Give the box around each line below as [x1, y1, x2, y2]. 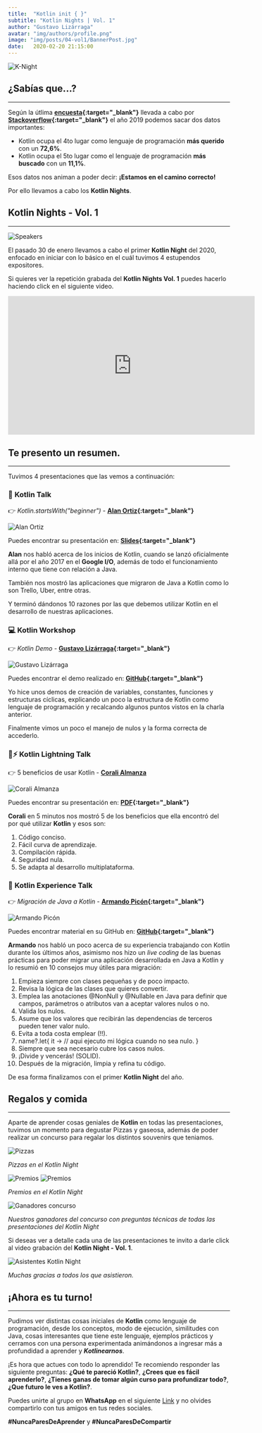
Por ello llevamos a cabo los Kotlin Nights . [8, 186, 132, 194]
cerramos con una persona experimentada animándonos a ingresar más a [8, 1339, 223, 1348]
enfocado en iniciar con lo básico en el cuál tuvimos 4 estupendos [8, 253, 201, 261]
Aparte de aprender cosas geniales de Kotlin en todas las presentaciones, [8, 1118, 224, 1127]
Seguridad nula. [18, 856, 65, 864]
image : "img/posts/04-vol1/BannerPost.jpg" [8, 37, 138, 44]
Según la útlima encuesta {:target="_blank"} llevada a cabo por [8, 108, 194, 116]
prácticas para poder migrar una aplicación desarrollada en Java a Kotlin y [8, 956, 224, 964]
